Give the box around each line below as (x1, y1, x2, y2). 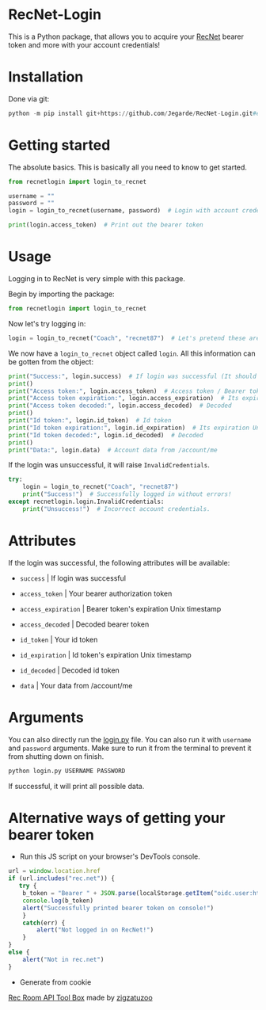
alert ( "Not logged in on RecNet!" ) (36, 926, 154, 934)
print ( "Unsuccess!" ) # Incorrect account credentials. (22, 505, 211, 513)
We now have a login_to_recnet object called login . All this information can (8, 349, 256, 358)
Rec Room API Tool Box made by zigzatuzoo (8, 993, 153, 1002)
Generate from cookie (19, 977, 92, 987)
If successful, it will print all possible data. (8, 781, 145, 791)
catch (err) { (22, 919, 66, 927)
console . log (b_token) (22, 897, 93, 905)
